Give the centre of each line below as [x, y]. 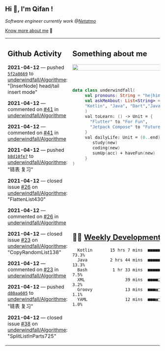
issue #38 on [23, 324]
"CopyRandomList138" [34, 252]
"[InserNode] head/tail [34, 86]
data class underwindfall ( [104, 90]
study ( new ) [105, 143]
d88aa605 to [21, 293]
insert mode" [23, 92]
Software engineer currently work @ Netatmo [51, 21]
